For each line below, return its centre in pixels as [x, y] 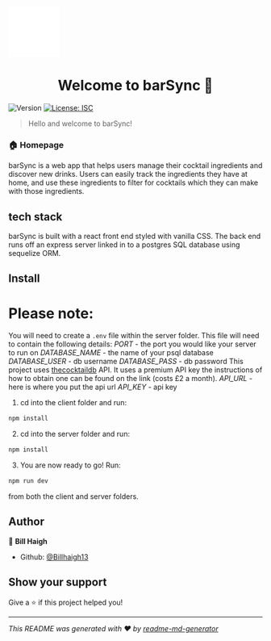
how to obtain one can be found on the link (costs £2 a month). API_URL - [130, 379]
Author [26, 522]
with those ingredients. [46, 191]
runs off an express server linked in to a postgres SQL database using [124, 245]
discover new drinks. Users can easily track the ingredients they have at [128, 174]
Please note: [51, 313]
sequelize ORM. [35, 253]
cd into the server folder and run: [75, 434]
